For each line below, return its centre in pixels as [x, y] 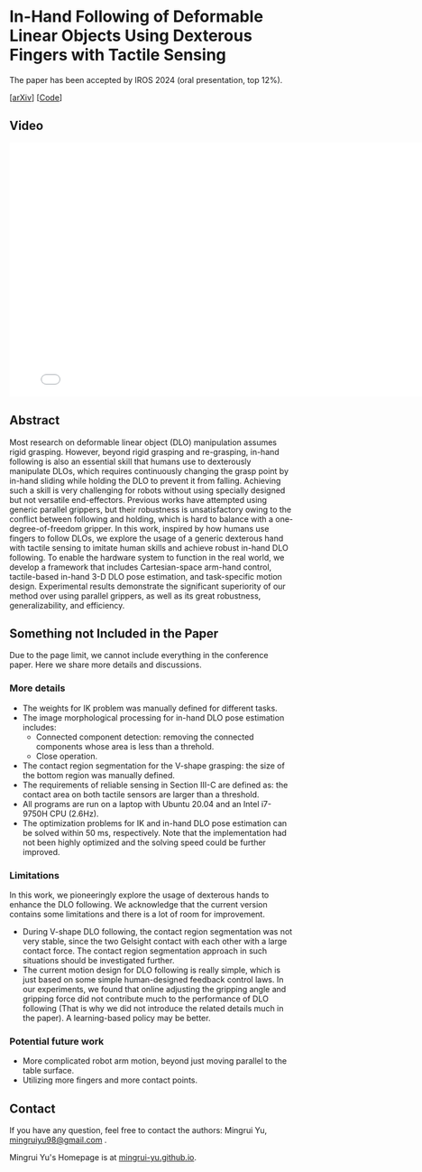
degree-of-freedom [46, 528]
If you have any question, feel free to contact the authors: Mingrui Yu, [138, 1130]
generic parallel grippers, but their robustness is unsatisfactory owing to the [151, 509]
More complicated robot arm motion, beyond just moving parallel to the [154, 1061]
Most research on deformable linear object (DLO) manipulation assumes [143, 442]
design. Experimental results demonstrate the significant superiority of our [147, 586]
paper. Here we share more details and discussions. [106, 665]
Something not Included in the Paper [114, 633]
